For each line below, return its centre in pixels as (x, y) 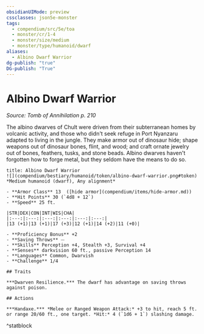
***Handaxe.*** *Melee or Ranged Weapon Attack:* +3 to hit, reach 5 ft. (102, 309)
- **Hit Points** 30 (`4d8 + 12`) (50, 197)
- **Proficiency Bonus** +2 (42, 235)
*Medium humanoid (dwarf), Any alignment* (61, 181)
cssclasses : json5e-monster (42, 18)
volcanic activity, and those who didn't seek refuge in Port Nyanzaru (92, 134)
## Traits (19, 272)
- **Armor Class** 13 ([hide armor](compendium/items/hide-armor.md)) (99, 192)
